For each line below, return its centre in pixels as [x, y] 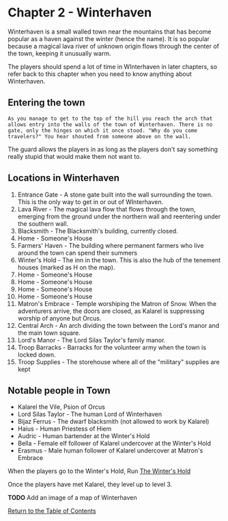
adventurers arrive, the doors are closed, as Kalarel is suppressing [111, 311]
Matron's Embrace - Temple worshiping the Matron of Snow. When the [117, 303]
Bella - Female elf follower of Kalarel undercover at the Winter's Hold [114, 444]
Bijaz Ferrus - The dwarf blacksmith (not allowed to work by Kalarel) [113, 422]
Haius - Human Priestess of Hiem [65, 429]
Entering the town [46, 103]
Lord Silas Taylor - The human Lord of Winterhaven [90, 414]
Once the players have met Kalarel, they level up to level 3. [90, 485]
